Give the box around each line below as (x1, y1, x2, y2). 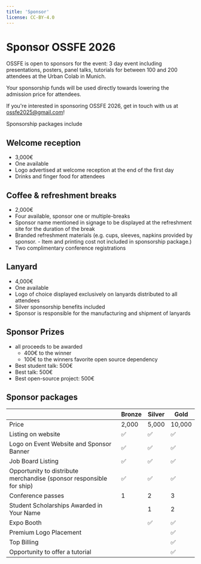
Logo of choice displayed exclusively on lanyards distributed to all (14, 290, 178, 298)
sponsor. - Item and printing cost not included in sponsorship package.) (14, 238, 192, 245)
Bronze (121, 410, 142, 418)
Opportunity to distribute (9, 466, 79, 475)
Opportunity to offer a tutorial (9, 547, 92, 556)
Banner (9, 447, 30, 455)
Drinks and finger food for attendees (14, 173, 105, 180)
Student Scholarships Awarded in (9, 501, 103, 509)
